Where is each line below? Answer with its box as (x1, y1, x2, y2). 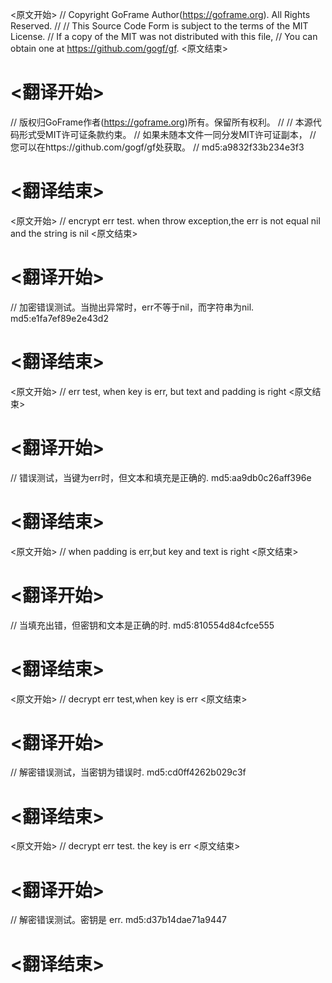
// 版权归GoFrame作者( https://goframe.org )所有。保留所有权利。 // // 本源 (10, 116, 313, 128)
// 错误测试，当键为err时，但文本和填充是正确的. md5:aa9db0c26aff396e (10, 471, 312, 483)
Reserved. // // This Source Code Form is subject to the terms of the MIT (10, 20, 309, 32)
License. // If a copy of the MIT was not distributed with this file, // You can (10, 31, 318, 42)
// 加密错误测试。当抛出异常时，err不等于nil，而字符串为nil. (10, 301, 255, 313)
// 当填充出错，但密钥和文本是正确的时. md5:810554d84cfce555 (10, 619, 275, 631)
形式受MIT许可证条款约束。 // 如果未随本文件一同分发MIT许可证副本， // (18, 128, 317, 140)
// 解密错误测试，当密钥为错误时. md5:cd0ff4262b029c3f (10, 766, 247, 778)
